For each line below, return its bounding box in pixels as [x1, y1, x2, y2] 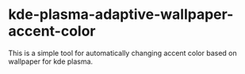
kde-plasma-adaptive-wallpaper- [8, 6, 234, 24]
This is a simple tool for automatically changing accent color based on [8, 48, 237, 57]
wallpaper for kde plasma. [8, 57, 94, 66]
